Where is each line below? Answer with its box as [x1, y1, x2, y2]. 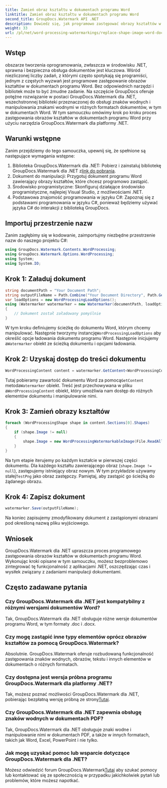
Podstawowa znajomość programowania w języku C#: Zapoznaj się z [12, 194, 155, 200]
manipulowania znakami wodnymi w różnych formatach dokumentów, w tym [5, 104, 162, 110]
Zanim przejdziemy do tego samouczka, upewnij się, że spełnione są [5, 148, 146, 154]
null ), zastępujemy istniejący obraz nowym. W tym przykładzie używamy [5, 468, 156, 473]
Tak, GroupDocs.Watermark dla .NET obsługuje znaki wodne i [5, 726, 132, 732]
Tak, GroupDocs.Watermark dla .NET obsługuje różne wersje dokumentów [5, 616, 158, 622]
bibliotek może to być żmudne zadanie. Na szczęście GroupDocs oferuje [5, 88, 154, 94]
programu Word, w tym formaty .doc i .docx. [5, 621, 96, 627]
